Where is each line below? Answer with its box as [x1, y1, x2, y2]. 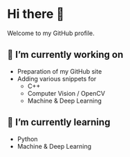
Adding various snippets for [17, 74, 97, 83]
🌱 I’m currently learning [7, 116, 111, 128]
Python [17, 134, 38, 143]
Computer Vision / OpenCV [27, 89, 106, 97]
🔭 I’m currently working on [7, 49, 124, 61]
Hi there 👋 [7, 6, 64, 22]
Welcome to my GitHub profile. [7, 29, 95, 37]
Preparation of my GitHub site [17, 67, 102, 75]
